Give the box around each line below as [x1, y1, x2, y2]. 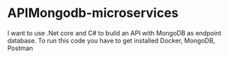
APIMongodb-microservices [7, 5, 179, 21]
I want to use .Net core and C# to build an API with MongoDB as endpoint [7, 28, 222, 37]
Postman [7, 44, 33, 52]
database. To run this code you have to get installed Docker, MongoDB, [7, 36, 216, 45]
